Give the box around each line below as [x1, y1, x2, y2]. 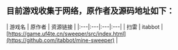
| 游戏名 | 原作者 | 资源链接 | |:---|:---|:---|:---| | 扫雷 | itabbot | [6, 23, 163, 30]
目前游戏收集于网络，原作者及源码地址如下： [6, 5, 175, 16]
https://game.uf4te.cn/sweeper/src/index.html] [8, 30, 126, 37]
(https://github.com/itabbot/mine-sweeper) [6, 36, 115, 44]
